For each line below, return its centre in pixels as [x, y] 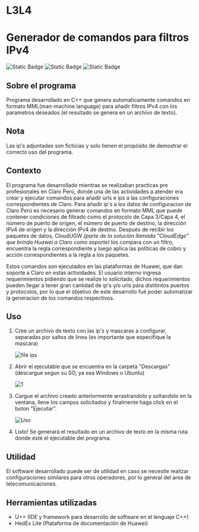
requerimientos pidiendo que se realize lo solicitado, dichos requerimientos [98, 279]
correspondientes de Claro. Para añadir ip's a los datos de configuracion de [99, 204]
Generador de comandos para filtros [97, 38]
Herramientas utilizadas [51, 503]
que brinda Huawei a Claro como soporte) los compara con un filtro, [90, 242]
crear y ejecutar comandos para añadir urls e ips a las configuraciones [93, 198]
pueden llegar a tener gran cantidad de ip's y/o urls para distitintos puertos [98, 285]
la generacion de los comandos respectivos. [60, 298]
